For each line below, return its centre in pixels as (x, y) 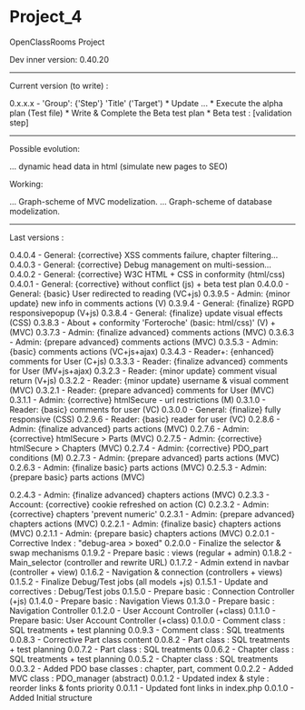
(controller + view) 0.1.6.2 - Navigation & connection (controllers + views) (146, 572)
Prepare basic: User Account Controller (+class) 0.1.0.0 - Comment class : (148, 620)
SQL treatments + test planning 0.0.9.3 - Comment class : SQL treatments (147, 630)
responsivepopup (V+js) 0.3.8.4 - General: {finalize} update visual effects (146, 313)
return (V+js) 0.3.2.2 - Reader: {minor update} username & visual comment (149, 380)
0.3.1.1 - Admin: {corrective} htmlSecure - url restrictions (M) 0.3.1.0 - (138, 400)
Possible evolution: (44, 148)
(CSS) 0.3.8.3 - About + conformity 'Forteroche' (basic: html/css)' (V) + (143, 322)
